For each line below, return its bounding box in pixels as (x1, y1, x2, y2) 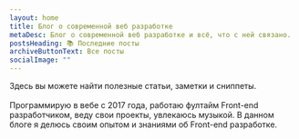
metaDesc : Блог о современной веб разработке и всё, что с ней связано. (9, 30, 292, 39)
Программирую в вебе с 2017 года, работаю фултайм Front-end (9, 100, 259, 110)
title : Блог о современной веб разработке (9, 22, 173, 31)
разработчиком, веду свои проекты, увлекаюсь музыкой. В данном (9, 110, 275, 120)
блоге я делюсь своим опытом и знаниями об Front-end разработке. (9, 119, 278, 130)
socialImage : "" (9, 55, 71, 65)
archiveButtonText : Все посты (9, 47, 125, 56)
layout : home (9, 13, 59, 23)
